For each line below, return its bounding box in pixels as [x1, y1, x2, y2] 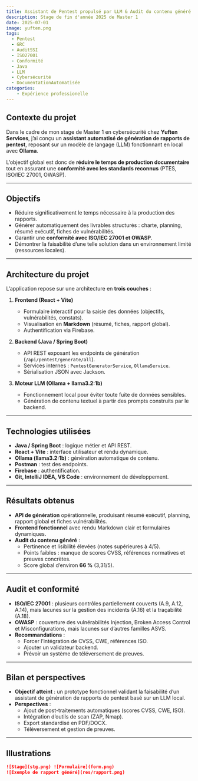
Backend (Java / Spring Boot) [14, 338, 88, 345]
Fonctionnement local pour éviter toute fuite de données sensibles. [23, 391, 186, 398]
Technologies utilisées [6, 426, 91, 436]
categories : [6, 85, 35, 91]
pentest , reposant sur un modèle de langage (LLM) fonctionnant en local [6, 141, 183, 148]
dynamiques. [14, 530, 47, 537]
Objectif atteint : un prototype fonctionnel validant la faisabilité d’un [14, 688, 180, 696]
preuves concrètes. [23, 555, 71, 562]
